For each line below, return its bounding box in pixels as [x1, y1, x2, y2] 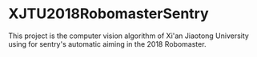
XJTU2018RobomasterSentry [8, 5, 210, 23]
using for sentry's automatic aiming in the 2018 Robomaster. [8, 39, 207, 48]
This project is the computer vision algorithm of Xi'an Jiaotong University [8, 31, 250, 40]
